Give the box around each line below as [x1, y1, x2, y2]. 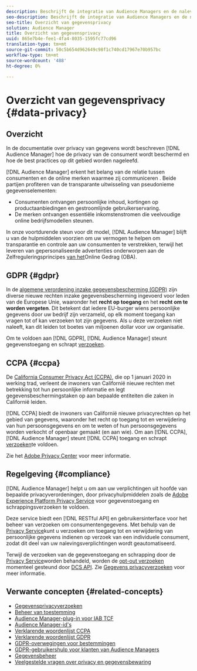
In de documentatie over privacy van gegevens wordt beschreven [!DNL [6, 145, 181, 152]
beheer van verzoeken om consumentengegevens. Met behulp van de [6, 521, 176, 528]
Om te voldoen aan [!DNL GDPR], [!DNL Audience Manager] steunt [6, 335, 167, 342]
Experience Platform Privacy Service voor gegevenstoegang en [6, 497, 159, 504]
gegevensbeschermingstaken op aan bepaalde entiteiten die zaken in [6, 392, 174, 399]
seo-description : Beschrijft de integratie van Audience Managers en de [6, 14, 188, 20]
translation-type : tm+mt [6, 42, 67, 47]
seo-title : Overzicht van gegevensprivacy [6, 19, 111, 25]
